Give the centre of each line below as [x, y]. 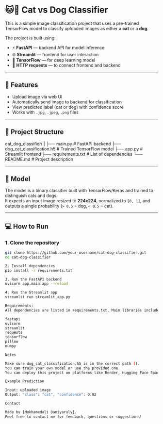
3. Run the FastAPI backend [33, 279]
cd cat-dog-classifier [28, 257]
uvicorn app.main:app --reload [37, 284]
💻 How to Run [27, 226]
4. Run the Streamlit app [31, 293]
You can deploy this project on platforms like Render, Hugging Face [77, 373]
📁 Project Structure [34, 132]
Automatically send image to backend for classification [67, 102]
